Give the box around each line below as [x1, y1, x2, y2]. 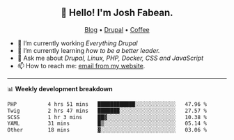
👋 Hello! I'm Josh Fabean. [61, 7, 173, 19]
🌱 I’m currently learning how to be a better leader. [17, 46, 160, 54]
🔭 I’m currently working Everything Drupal [17, 39, 138, 47]
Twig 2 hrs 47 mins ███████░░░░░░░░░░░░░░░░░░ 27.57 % [7, 107, 208, 114]
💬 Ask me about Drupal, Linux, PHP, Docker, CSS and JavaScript [17, 54, 204, 62]
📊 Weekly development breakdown [7, 84, 113, 93]
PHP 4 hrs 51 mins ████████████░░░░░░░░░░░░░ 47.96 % [7, 100, 208, 108]
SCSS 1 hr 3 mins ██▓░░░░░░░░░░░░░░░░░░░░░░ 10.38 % [7, 114, 208, 120]
